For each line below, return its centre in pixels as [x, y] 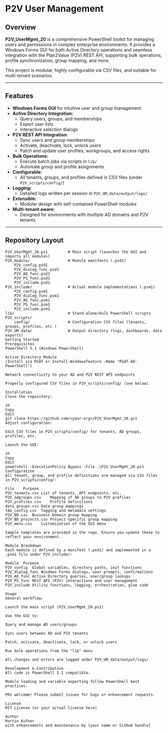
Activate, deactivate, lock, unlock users [60, 145]
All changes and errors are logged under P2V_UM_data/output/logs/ [77, 659]
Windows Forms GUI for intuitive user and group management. [77, 108]
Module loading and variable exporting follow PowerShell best [72, 681]
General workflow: [24, 598]
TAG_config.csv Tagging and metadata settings [56, 511]
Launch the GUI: [22, 445]
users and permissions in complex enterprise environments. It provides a [80, 45]
